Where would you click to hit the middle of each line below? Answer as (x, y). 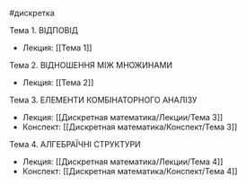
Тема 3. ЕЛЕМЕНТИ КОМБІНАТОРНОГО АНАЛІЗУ (103, 100)
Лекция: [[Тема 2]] (58, 83)
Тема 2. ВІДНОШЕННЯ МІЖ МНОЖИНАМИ (91, 65)
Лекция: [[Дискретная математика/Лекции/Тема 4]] (123, 162)
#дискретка (32, 13)
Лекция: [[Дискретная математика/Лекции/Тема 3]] (123, 117)
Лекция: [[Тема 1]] (57, 48)
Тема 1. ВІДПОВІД (44, 30)
